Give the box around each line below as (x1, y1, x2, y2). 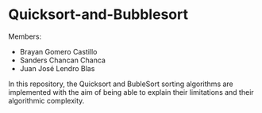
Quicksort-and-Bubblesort (8, 6, 189, 24)
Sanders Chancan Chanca (19, 55, 106, 65)
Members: (8, 32, 42, 41)
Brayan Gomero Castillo (19, 47, 98, 56)
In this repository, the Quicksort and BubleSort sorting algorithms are (8, 79, 234, 89)
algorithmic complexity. (8, 96, 85, 105)
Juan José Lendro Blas (19, 63, 95, 73)
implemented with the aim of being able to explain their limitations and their (8, 87, 254, 96)
